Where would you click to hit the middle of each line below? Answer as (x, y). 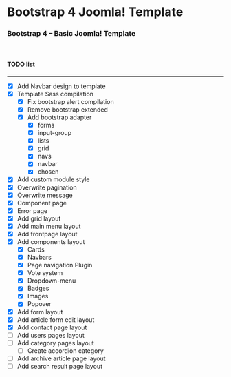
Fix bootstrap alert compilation (71, 101)
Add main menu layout (49, 226)
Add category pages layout (55, 343)
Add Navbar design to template (61, 86)
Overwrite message (45, 195)
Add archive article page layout (61, 358)
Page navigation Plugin (60, 265)
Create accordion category (66, 350)
